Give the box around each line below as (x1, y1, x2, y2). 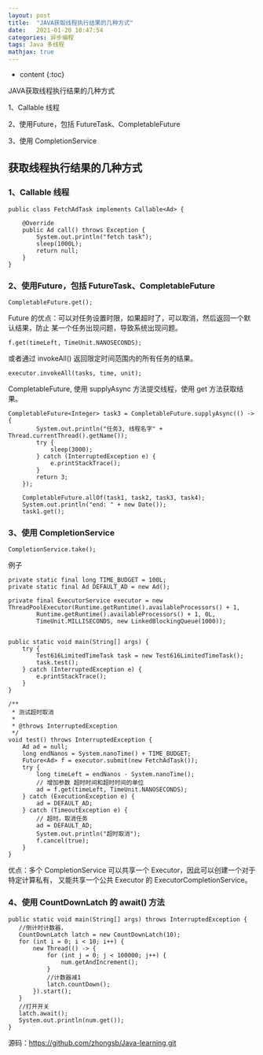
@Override (22, 219, 55, 227)
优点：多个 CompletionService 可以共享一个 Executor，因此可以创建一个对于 (8, 865, 256, 875)
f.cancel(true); (36, 837, 89, 845)
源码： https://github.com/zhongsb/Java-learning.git (8, 1038, 177, 1047)
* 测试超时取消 (11, 709, 54, 716)
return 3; (36, 473, 68, 481)
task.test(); (36, 659, 79, 667)
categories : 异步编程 (8, 33, 75, 42)
